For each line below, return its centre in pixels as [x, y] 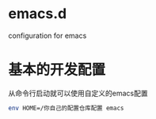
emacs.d [38, 14]
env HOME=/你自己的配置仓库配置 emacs [66, 108]
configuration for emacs [48, 35]
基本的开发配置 [57, 70]
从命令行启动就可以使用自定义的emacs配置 [78, 93]
